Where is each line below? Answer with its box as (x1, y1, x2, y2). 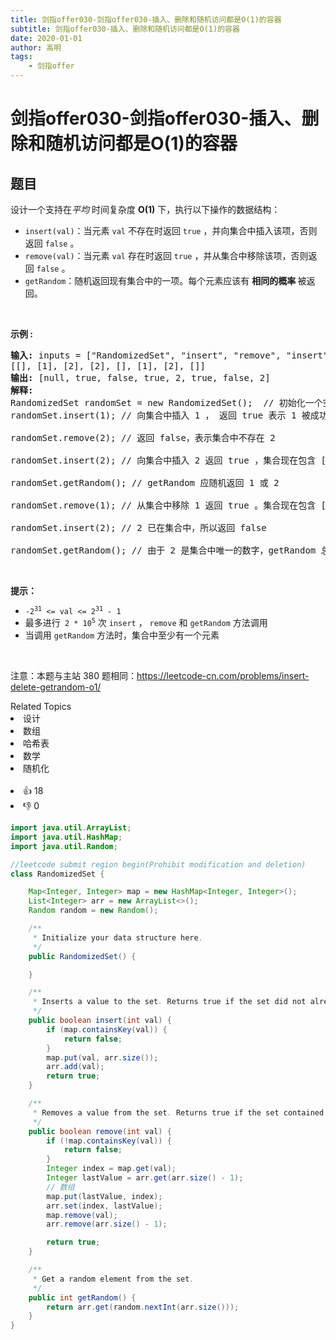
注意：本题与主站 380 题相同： (10, 670, 138, 681)
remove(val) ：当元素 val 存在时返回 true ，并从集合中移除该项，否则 (24, 250, 309, 261)
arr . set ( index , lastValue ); (46, 1201, 163, 1211)
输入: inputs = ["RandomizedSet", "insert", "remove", (10, 350, 282, 361)
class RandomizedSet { (10, 869, 105, 879)
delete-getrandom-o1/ (10, 681, 102, 693)
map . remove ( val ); (46, 1210, 118, 1220)
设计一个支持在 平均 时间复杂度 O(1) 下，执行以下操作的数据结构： (10, 204, 281, 215)
